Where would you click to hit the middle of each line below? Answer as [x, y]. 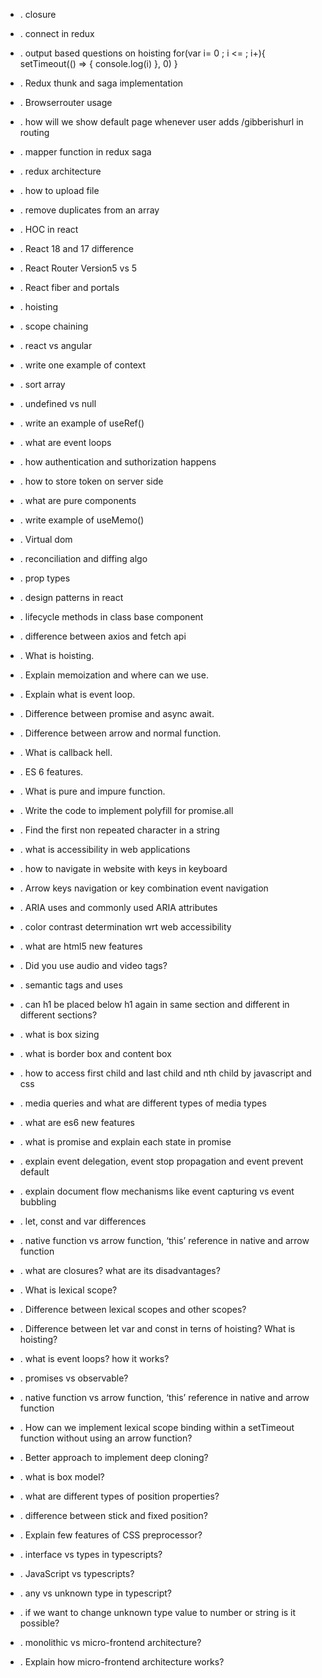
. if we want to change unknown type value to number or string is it [158, 1612]
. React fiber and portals [69, 287]
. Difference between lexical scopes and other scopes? [133, 1309]
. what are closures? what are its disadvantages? [120, 1270]
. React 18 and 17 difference [76, 248]
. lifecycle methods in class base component [111, 617]
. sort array [42, 384]
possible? [39, 1623]
